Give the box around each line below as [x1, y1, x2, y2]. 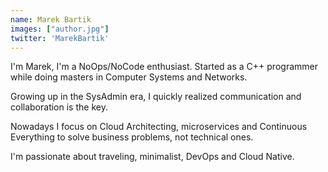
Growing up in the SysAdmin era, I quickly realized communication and [10, 91, 302, 103]
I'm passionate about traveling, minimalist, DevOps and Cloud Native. [10, 151, 295, 163]
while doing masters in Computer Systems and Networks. [10, 71, 248, 83]
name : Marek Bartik [10, 14, 92, 25]
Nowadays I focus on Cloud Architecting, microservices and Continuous [10, 121, 308, 133]
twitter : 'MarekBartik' [10, 33, 110, 43]
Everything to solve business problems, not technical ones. [10, 131, 254, 143]
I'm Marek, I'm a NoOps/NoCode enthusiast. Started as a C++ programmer [10, 61, 318, 73]
